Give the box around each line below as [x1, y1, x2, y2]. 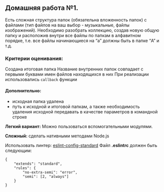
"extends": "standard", [14, 161, 63, 167]
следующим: [5, 148, 32, 153]
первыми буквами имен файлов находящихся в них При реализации [5, 71, 149, 77]
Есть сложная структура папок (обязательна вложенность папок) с [5, 17, 147, 22]
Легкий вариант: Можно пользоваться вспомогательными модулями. [5, 124, 153, 129]
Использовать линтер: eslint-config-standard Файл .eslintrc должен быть [5, 143, 158, 149]
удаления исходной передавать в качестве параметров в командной [12, 109, 158, 115]
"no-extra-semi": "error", [23, 170, 78, 175]
